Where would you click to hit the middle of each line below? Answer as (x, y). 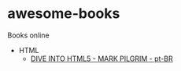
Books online (28, 35)
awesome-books (64, 14)
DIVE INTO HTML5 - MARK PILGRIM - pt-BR (102, 59)
